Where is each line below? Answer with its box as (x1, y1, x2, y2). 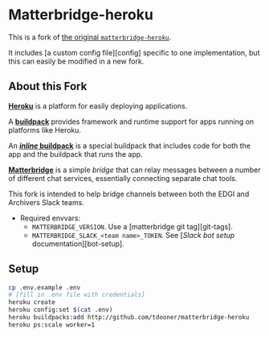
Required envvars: (19, 213, 81, 223)
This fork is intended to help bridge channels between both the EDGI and (8, 189, 250, 199)
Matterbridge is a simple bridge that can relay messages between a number (8, 165, 261, 175)
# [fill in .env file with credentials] (8, 291, 146, 299)
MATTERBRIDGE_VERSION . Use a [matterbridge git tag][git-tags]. (31, 221, 233, 231)
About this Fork (8, 80, 88, 93)
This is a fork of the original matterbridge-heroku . (8, 32, 172, 42)
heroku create (8, 298, 56, 306)
